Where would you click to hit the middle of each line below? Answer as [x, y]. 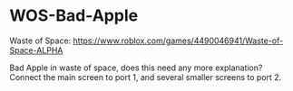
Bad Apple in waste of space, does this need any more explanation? [136, 68]
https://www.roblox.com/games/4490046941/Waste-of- [178, 41]
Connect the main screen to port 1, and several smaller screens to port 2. [146, 77]
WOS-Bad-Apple [74, 16]
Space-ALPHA [36, 50]
